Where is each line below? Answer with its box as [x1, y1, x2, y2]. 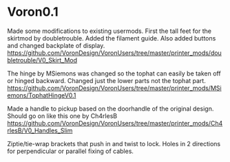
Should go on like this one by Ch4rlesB [7, 111, 118, 120]
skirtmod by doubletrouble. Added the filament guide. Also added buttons [7, 34, 216, 42]
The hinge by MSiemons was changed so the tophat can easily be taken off [7, 69, 222, 78]
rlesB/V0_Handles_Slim [7, 126, 73, 135]
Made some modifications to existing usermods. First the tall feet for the [7, 27, 212, 35]
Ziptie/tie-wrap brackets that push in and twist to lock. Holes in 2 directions [7, 139, 221, 148]
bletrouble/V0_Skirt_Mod [7, 56, 78, 64]
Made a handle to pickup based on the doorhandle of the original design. [7, 104, 214, 113]
